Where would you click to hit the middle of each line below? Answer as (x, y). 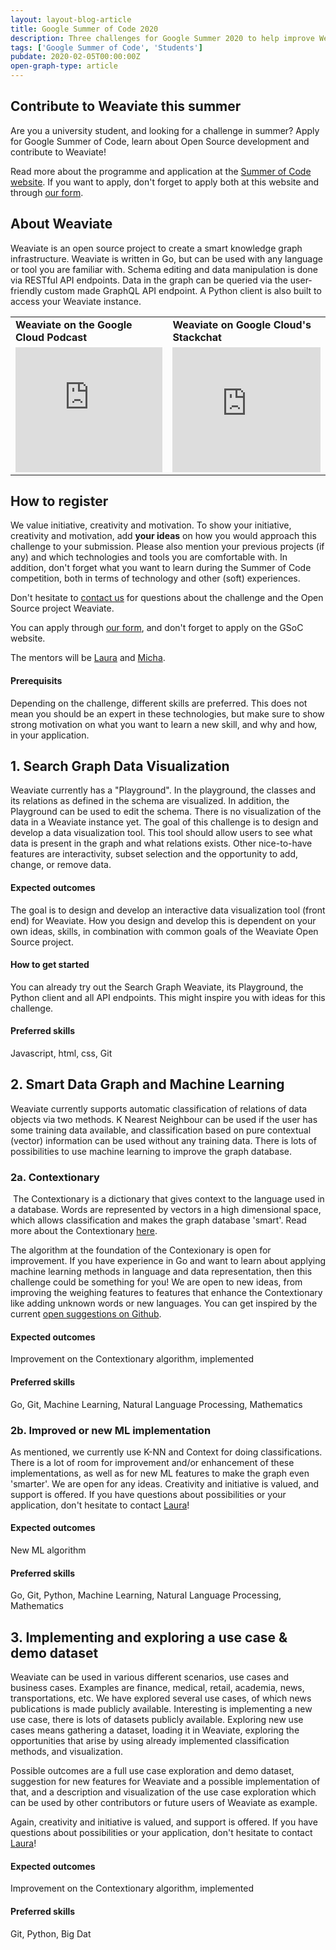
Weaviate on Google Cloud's (242, 324)
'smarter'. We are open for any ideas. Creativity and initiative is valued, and (165, 1483)
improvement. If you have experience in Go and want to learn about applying (168, 1261)
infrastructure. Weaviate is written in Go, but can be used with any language (166, 258)
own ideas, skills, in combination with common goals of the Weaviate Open (164, 931)
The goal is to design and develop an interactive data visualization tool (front (168, 910)
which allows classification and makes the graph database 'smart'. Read (158, 1220)
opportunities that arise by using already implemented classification (150, 1741)
